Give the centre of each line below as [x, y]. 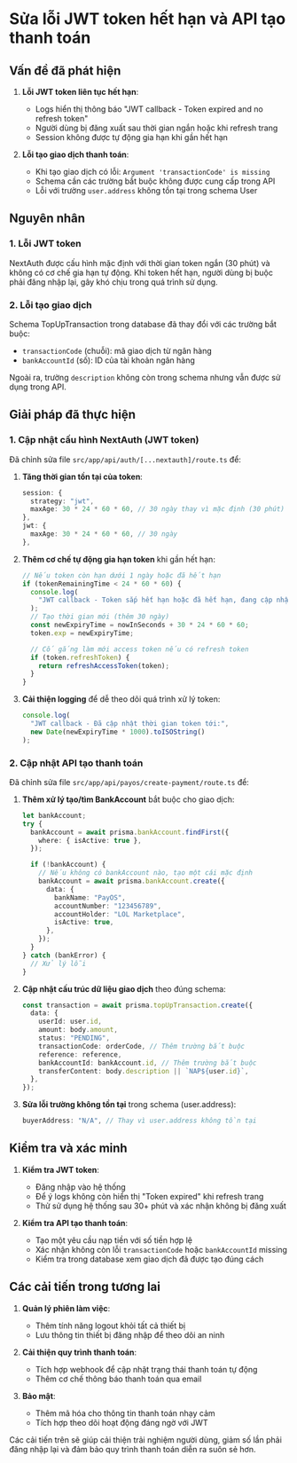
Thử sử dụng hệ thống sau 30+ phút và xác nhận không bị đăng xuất [160, 1206]
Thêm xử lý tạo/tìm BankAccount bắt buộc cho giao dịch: [128, 799]
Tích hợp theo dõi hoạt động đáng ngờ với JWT [121, 1422]
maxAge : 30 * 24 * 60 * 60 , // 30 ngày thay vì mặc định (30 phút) [158, 509]
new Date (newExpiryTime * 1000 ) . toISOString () [118, 732]
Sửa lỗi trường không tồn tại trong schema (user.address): [129, 1105]
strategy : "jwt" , [63, 501]
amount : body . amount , [78, 1030]
